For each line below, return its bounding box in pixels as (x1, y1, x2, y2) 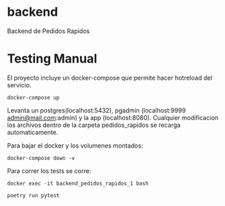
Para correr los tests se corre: (7, 166, 91, 175)
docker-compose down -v (7, 154, 75, 161)
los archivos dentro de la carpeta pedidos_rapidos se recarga (7, 121, 180, 129)
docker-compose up (7, 94, 60, 101)
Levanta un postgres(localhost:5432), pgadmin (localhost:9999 (7, 106, 187, 114)
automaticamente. (7, 128, 58, 136)
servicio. (7, 80, 32, 89)
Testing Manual (7, 51, 97, 67)
